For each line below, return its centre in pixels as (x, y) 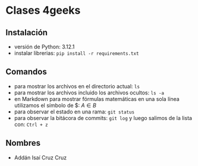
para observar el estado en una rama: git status (74, 112)
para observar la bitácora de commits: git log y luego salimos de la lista (103, 118)
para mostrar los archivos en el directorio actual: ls (77, 86)
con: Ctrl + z (31, 124)
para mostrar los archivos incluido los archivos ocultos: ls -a (89, 93)
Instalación (27, 33)
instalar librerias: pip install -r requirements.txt (76, 53)
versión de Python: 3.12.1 (44, 47)
